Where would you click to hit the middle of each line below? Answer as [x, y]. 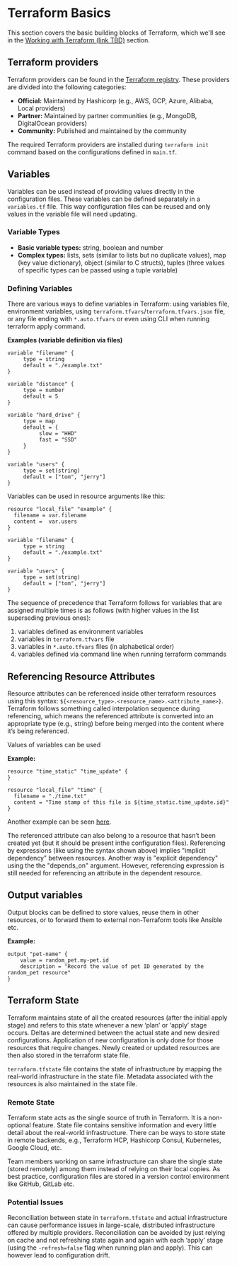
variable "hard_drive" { [44, 415]
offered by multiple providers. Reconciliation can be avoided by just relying [116, 1233]
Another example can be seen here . [59, 822]
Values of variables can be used [54, 744]
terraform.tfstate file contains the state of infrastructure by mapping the [115, 1069]
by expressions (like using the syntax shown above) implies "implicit [106, 850]
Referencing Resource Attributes [81, 676]
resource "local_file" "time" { [55, 790]
